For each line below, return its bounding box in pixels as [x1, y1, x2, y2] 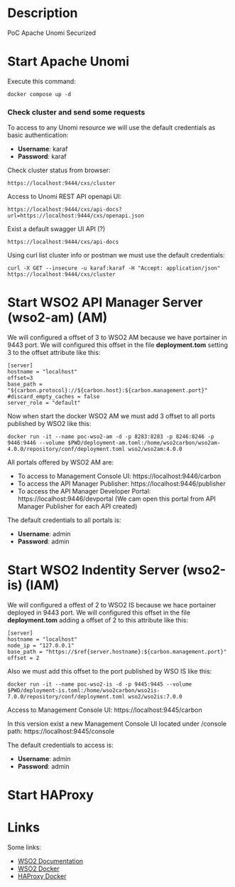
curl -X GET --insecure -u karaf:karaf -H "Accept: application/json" [7, 265, 221, 272]
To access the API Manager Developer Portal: [17, 487, 151, 496]
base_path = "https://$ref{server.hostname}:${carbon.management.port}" [7, 649, 227, 656]
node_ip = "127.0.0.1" [7, 642, 75, 649]
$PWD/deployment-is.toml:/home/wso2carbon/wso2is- [7, 687, 160, 694]
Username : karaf [17, 144, 68, 154]
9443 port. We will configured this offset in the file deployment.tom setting [7, 341, 229, 349]
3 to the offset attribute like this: [7, 349, 101, 357]
